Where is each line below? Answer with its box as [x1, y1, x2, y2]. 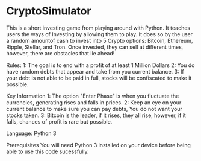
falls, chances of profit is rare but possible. [6, 118, 113, 125]
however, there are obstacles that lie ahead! [6, 49, 115, 57]
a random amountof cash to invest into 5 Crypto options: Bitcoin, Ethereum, [6, 37, 193, 44]
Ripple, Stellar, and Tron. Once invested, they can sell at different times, [6, 43, 184, 51]
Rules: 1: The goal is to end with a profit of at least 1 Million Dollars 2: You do [6, 62, 195, 69]
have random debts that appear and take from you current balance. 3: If [6, 68, 185, 75]
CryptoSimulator [6, 4, 91, 18]
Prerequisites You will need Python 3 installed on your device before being [6, 141, 191, 148]
